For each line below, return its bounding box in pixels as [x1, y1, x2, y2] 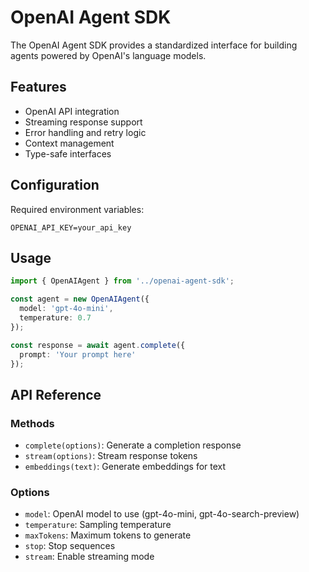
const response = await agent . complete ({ [10, 340, 186, 350]
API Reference [10, 386, 102, 403]
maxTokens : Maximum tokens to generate [24, 529, 192, 541]
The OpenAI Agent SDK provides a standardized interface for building [10, 39, 298, 51]
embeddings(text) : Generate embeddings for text [24, 461, 227, 473]
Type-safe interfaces [24, 147, 112, 160]
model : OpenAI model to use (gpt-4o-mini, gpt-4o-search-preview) [24, 508, 300, 520]
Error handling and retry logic [24, 126, 147, 138]
